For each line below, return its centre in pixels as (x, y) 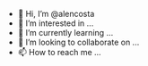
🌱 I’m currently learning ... (65, 33)
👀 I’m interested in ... (56, 23)
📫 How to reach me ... (59, 52)
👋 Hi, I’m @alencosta (56, 14)
